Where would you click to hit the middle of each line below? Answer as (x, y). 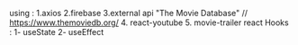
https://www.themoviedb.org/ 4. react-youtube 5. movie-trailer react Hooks (149, 22)
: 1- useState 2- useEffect (57, 32)
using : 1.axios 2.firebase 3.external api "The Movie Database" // (129, 13)
